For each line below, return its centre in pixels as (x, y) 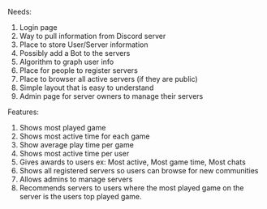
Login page (38, 27)
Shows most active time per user (74, 154)
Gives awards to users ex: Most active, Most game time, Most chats (133, 162)
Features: (24, 112)
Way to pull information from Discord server (93, 36)
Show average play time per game (77, 145)
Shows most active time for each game (85, 136)
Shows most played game (62, 128)
